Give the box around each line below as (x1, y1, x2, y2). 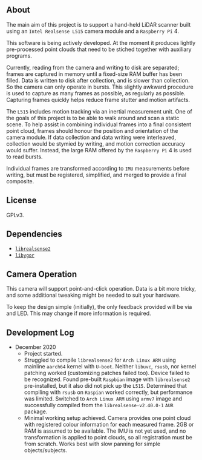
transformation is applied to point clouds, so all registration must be (24, 434, 192, 441)
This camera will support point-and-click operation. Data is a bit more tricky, (6, 285, 197, 293)
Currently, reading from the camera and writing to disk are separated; (6, 64, 180, 71)
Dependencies (6, 229, 62, 239)
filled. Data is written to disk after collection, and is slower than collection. (6, 76, 190, 84)
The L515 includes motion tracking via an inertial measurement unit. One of (6, 107, 192, 115)
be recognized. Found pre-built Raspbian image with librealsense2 (24, 376, 191, 383)
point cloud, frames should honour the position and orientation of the (6, 127, 178, 134)
